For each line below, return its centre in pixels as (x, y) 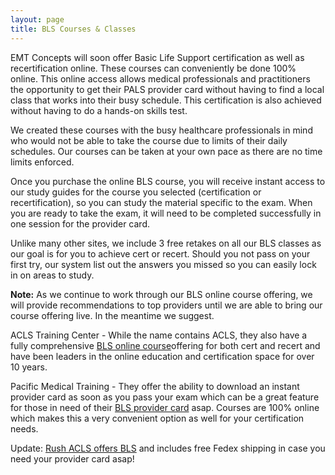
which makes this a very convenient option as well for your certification (157, 418)
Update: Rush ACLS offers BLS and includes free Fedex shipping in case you (168, 448)
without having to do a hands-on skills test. (99, 110)
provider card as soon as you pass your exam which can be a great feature (165, 397)
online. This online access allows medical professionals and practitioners (160, 78)
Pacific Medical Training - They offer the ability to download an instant (155, 386)
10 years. (29, 367)
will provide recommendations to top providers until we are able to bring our (166, 305)
